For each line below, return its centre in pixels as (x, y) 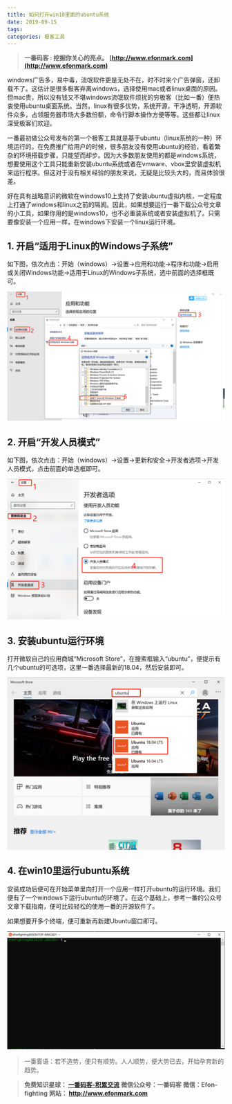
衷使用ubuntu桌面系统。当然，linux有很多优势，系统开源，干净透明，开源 (112, 106)
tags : (15, 29)
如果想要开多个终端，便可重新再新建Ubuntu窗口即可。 (84, 920)
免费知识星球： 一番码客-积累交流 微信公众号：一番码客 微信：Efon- (121, 1085)
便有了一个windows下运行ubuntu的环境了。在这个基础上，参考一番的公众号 (115, 898)
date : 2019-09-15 (32, 22)
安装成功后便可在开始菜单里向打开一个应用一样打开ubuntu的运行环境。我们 (114, 889)
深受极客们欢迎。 (31, 123)
